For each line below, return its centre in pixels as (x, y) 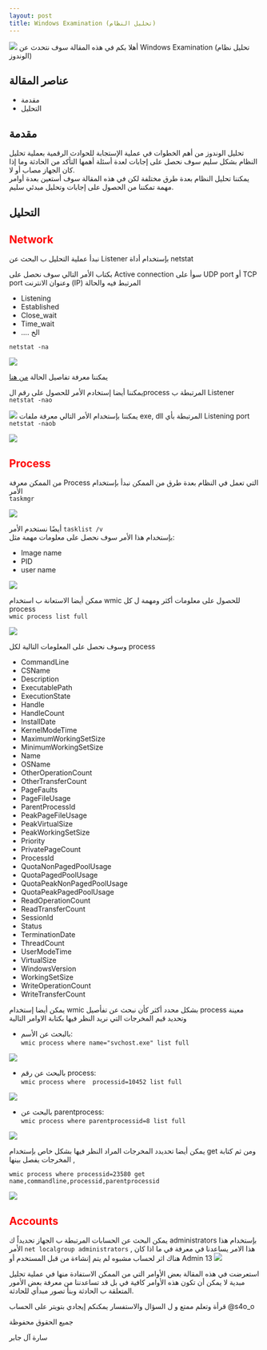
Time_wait (38, 324)
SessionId (37, 918)
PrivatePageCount (51, 850)
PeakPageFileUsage (54, 815)
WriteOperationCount (56, 986)
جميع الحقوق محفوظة (42, 1322)
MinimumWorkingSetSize (62, 747)
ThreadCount (42, 944)
